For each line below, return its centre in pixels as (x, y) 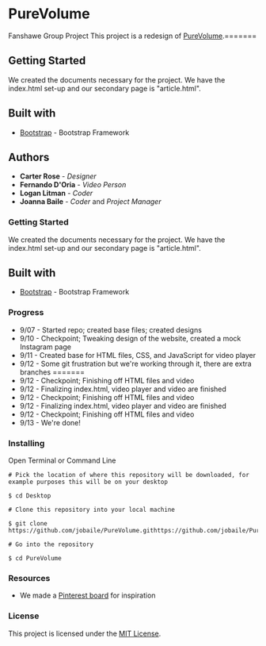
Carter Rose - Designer (58, 176)
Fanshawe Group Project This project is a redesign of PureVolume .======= (133, 36)
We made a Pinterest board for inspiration (87, 595)
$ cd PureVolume (35, 559)
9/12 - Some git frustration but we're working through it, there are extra (135, 363)
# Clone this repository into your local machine (92, 510)
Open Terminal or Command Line (62, 460)
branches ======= (52, 372)
